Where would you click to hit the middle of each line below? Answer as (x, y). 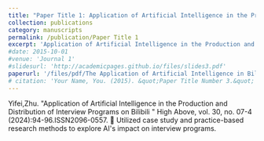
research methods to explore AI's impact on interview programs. (112, 128)
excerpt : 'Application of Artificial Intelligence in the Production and (132, 45)
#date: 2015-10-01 (38, 52)
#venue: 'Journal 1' (42, 60)
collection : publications (50, 23)
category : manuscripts (45, 30)
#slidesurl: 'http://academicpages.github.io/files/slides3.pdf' (117, 67)
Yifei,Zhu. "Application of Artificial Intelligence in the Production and (118, 103)
